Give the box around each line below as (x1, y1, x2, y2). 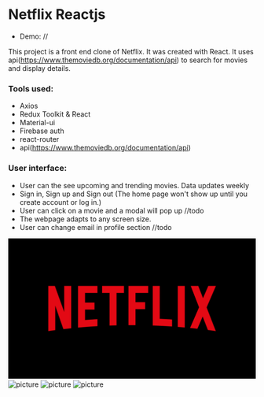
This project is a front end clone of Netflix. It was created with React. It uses (8, 46, 254, 56)
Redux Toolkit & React (19, 109, 91, 119)
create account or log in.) (19, 197, 102, 206)
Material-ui (19, 118, 56, 128)
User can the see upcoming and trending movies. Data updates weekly (19, 180, 250, 190)
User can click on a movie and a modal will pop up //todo (19, 206, 204, 215)
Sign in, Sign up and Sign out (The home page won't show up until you (19, 189, 248, 198)
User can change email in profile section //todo (19, 222, 172, 232)
